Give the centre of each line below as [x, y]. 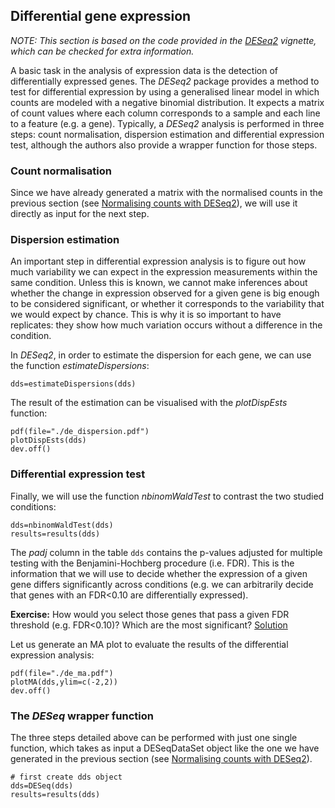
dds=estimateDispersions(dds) [73, 384]
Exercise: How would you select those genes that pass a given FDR [150, 614]
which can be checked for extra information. [102, 51]
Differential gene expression [101, 16]
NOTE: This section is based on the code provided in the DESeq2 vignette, [163, 40]
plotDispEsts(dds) [48, 440]
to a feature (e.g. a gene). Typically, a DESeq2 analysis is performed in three [167, 123]
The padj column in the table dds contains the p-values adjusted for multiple [166, 552]
